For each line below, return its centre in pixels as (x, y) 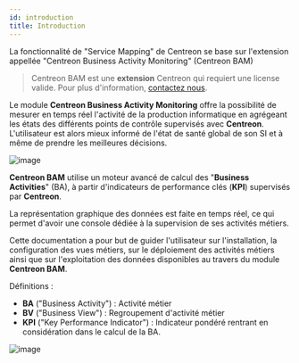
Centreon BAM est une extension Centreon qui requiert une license (155, 78)
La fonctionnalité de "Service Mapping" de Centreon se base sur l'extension (149, 51)
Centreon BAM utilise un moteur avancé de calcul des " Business (129, 177)
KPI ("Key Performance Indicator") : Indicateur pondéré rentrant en (145, 322)
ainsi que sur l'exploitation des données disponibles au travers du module (145, 259)
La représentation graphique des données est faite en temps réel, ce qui (142, 213)
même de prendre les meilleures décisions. (88, 143)
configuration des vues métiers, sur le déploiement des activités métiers (142, 250)
